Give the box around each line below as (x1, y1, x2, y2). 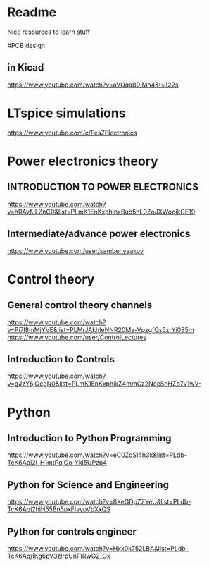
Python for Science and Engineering (7, 479, 169, 491)
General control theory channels (7, 299, 153, 311)
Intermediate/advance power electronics (7, 228, 191, 240)
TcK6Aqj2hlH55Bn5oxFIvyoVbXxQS (7, 505, 111, 513)
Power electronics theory (7, 153, 158, 169)
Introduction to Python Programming (7, 432, 172, 444)
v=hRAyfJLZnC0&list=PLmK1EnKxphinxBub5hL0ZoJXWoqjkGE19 (7, 207, 196, 216)
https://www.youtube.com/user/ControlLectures (7, 333, 146, 341)
